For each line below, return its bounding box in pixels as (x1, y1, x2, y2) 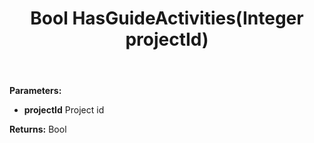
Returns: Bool (9, 123, 67, 136)
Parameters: (9, 85, 62, 97)
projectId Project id (23, 104, 105, 116)
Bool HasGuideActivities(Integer (30, 7, 304, 30)
